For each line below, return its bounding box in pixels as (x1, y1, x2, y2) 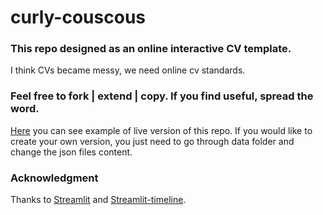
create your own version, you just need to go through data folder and (10, 135, 295, 147)
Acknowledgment (10, 171, 99, 185)
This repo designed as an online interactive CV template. (10, 42, 292, 56)
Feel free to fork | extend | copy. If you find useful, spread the (10, 89, 314, 103)
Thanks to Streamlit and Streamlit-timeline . (10, 194, 187, 206)
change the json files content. (10, 146, 133, 158)
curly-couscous (10, 6, 146, 29)
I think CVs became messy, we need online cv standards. (10, 64, 246, 76)
